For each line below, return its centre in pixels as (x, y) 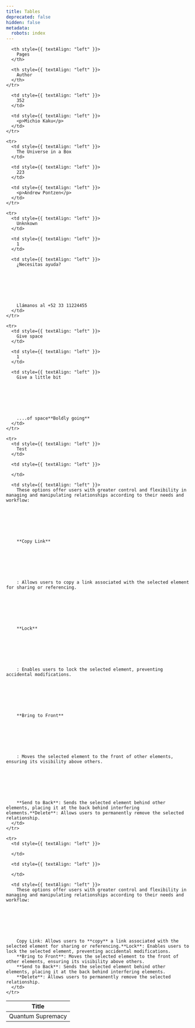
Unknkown (27, 224)
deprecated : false (28, 17)
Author (25, 75)
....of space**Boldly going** (53, 419)
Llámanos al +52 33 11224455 (52, 306)
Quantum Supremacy (38, 1016)
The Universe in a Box (44, 152)
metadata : (18, 28)
